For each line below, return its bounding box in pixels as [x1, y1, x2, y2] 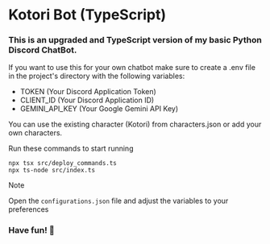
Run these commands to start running [8, 143, 134, 154]
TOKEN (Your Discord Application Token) [19, 87, 157, 97]
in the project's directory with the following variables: [8, 71, 185, 81]
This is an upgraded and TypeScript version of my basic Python [8, 35, 262, 46]
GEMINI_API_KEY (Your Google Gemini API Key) [19, 104, 179, 114]
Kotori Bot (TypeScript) [8, 6, 167, 24]
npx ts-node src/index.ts [8, 167, 95, 175]
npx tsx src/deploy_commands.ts [8, 159, 117, 167]
